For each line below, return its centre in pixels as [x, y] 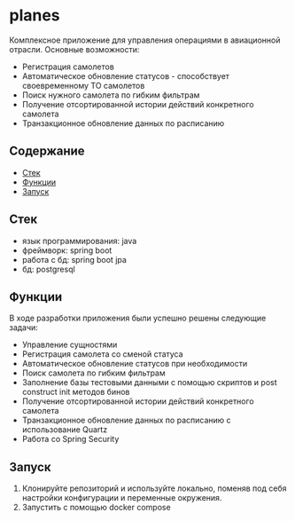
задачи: [23, 328]
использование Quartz [65, 430]
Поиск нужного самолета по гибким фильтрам [111, 95]
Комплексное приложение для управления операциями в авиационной [145, 40]
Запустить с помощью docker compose [96, 508]
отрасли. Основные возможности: [74, 49]
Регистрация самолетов [68, 67]
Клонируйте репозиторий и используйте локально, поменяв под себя [154, 488]
